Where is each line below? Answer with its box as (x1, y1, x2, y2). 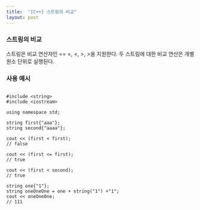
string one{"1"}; (6, 183, 50, 190)
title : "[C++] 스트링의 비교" (6, 8, 77, 15)
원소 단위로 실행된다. (6, 58, 55, 65)
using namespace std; (6, 110, 61, 116)
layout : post (6, 14, 39, 20)
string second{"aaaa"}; (6, 125, 66, 131)
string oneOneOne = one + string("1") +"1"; (6, 188, 120, 194)
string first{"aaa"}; (6, 120, 61, 126)
